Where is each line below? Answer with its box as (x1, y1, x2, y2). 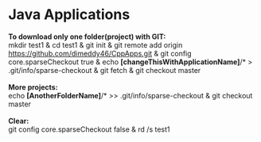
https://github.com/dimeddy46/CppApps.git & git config (8, 48, 193, 58)
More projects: (8, 82, 58, 92)
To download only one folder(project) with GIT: (8, 32, 166, 41)
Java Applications (8, 6, 130, 24)
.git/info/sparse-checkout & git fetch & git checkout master (8, 65, 201, 75)
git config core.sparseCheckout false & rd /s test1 (8, 125, 170, 134)
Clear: (8, 116, 29, 125)
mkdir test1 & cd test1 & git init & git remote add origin (8, 40, 183, 49)
